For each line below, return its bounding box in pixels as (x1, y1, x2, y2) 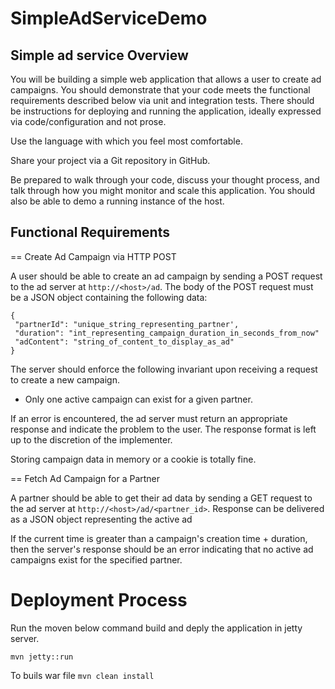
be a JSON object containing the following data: (10, 291, 208, 303)
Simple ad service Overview (10, 47, 189, 64)
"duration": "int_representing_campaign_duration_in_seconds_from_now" (14, 328, 320, 338)
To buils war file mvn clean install (10, 669, 155, 681)
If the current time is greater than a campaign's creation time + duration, (10, 532, 308, 544)
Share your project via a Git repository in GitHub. (10, 155, 211, 166)
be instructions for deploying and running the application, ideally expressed (10, 105, 322, 117)
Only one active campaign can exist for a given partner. (24, 393, 253, 405)
